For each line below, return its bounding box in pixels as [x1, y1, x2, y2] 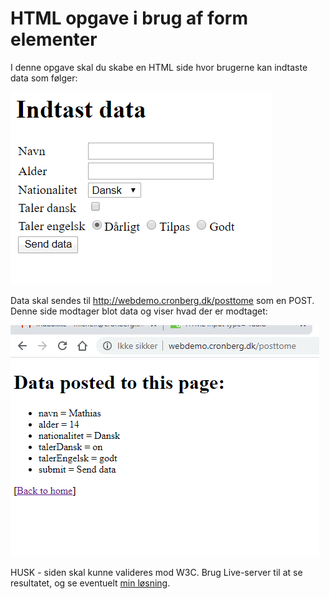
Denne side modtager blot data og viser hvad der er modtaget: [10, 305, 268, 317]
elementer [10, 28, 98, 51]
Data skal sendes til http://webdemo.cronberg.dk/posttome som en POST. [10, 294, 315, 306]
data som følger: [10, 72, 78, 84]
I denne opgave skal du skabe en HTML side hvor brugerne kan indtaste [10, 61, 308, 73]
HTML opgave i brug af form [10, 7, 248, 30]
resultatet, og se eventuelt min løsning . [10, 577, 171, 589]
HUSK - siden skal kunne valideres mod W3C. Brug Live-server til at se [10, 566, 303, 578]
